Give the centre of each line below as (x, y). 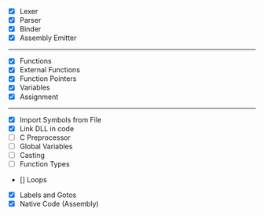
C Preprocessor (45, 137)
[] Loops (33, 179)
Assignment (39, 97)
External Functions (50, 70)
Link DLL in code (47, 128)
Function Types (44, 163)
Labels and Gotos (48, 195)
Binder (30, 29)
